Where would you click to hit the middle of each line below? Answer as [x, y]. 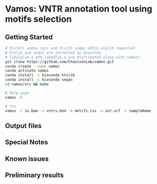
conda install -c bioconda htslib [40, 75]
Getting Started [29, 37]
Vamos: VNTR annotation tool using [79, 9]
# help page [17, 93]
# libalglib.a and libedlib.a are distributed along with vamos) [72, 57]
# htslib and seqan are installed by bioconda [53, 53]
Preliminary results [35, 175]
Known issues [27, 159]
